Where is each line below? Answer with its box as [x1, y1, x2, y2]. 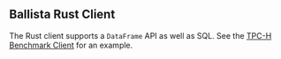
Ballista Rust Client [9, 7, 116, 22]
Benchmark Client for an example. [9, 40, 133, 50]
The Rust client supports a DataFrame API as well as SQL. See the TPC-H [9, 30, 272, 41]
